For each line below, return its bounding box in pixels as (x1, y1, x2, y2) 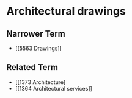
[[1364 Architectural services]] (15, 85, 93, 92)
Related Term (6, 62, 58, 72)
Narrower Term (6, 29, 65, 39)
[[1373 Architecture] (15, 78, 66, 86)
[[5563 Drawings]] (15, 44, 62, 52)
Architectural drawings (6, 4, 127, 18)
